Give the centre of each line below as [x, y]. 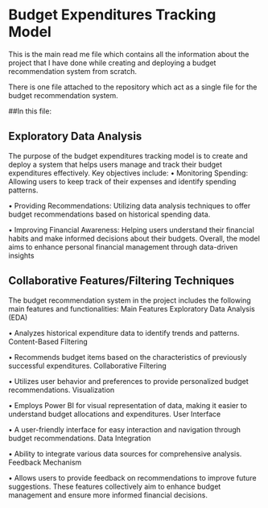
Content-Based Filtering [48, 341]
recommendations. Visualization [62, 390]
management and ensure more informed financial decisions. [108, 495]
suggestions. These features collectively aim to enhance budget [115, 486]
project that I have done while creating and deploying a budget [112, 63]
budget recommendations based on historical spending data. [109, 214]
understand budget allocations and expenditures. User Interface [115, 414]
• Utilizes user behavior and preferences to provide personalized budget [128, 381]
